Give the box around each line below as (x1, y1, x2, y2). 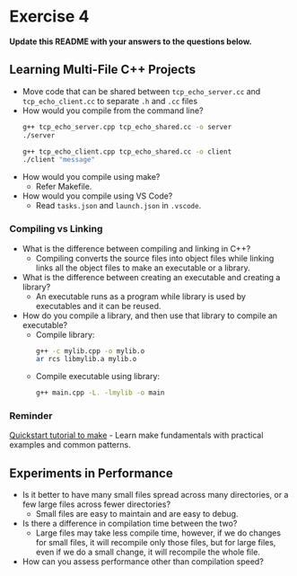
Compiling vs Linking (9, 223, 103, 235)
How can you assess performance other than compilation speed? (22, 556, 265, 567)
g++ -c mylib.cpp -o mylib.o (35, 346, 145, 356)
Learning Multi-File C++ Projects (9, 62, 196, 77)
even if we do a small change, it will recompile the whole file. (35, 546, 260, 558)
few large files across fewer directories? (22, 499, 171, 510)
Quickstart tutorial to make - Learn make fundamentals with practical (9, 430, 264, 441)
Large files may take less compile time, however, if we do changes (35, 527, 281, 538)
